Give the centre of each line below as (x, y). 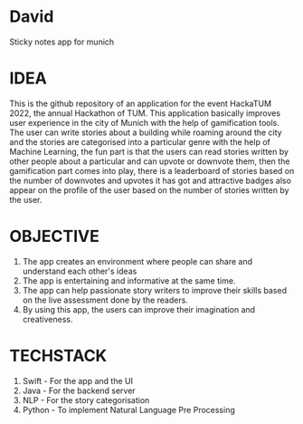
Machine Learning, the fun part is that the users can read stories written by (149, 151)
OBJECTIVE (54, 236)
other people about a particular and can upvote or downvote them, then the (150, 161)
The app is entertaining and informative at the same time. (129, 280)
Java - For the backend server (79, 390)
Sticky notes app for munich (62, 42)
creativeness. (47, 319)
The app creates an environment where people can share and (137, 261)
